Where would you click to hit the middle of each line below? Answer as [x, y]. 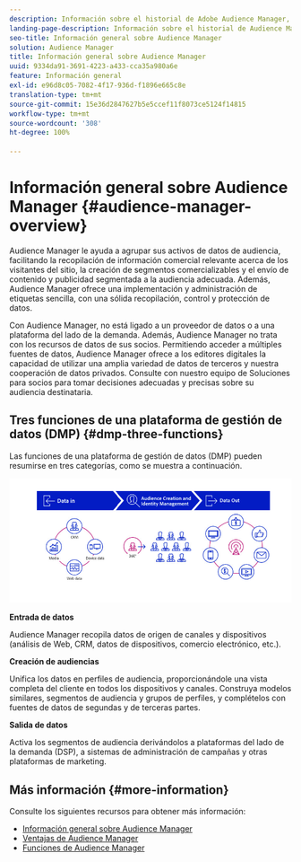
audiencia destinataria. [52, 391]
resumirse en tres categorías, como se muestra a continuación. [126, 465]
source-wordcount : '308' [56, 123]
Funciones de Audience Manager [83, 848]
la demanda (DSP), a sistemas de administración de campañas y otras [138, 752]
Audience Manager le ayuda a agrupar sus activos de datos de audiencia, [145, 251]
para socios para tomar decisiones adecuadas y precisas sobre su [132, 383]
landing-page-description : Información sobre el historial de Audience [146, 28]
